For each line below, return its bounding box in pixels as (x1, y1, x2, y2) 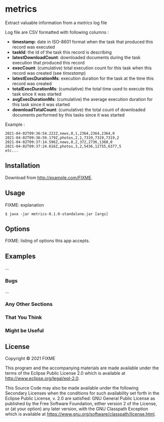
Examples (5, 252, 36, 260)
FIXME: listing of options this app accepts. (5, 238, 90, 244)
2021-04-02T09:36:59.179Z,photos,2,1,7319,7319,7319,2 (5, 135, 119, 140)
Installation (5, 161, 40, 170)
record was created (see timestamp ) (12, 70, 86, 76)
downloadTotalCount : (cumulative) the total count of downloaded (12, 107, 146, 113)
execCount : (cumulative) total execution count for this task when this (12, 65, 152, 71)
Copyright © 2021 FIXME (5, 356, 55, 362)
